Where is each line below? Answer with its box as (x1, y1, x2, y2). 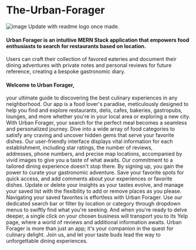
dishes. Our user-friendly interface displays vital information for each (6, 138, 173, 145)
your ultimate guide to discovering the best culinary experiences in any (6, 94, 178, 101)
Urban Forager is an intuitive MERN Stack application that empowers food (6, 36, 190, 43)
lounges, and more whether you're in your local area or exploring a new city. (6, 113, 191, 120)
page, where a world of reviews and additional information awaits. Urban (6, 219, 182, 226)
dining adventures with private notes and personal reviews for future (6, 62, 172, 69)
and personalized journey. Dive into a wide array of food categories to (6, 125, 175, 132)
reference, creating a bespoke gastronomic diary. (6, 68, 126, 75)
